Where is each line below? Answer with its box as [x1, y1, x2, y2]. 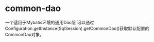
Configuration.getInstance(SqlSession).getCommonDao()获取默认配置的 [5, 25, 150, 31]
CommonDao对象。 [5, 31, 45, 37]
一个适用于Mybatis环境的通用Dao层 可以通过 [5, 19, 94, 25]
